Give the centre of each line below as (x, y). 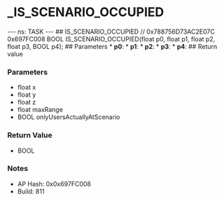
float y (27, 95)
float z (27, 102)
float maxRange (40, 110)
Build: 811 (31, 191)
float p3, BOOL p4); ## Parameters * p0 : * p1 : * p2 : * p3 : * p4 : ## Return (112, 46)
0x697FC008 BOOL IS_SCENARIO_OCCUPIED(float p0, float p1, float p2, (111, 39)
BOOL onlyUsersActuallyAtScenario (69, 117)
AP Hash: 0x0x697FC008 (54, 183)
